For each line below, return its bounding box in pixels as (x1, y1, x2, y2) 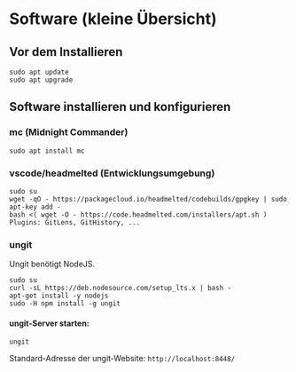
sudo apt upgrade (9, 75, 74, 84)
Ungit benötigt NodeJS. (9, 258, 96, 270)
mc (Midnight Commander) (9, 126, 129, 139)
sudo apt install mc (9, 146, 86, 155)
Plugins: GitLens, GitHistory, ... (9, 218, 141, 226)
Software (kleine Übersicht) (9, 9, 217, 29)
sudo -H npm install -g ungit (9, 299, 121, 308)
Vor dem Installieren (9, 44, 123, 59)
